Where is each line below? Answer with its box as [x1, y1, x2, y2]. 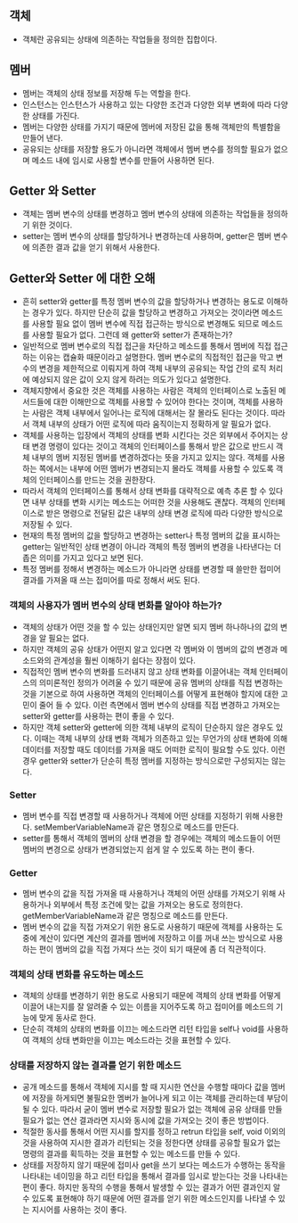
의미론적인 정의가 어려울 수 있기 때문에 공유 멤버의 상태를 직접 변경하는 [38, 677, 284, 688]
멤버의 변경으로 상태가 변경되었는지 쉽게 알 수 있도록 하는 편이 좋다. [21, 844, 255, 855]
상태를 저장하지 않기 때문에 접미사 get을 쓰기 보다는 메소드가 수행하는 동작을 [21, 1159, 286, 1170]
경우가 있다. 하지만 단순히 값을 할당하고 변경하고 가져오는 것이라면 [31, 307, 260, 318]
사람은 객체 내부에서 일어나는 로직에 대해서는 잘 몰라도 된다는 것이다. [31, 408, 270, 418]
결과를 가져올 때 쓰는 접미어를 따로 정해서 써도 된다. [21, 574, 200, 586]
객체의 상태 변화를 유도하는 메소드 [9, 969, 144, 981]
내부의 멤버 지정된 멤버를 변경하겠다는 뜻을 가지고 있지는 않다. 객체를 [31, 452, 270, 463]
